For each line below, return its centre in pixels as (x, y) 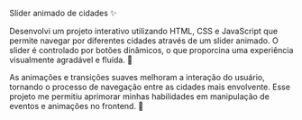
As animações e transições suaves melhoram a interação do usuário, (137, 77)
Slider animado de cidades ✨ (63, 13)
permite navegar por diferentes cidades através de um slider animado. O (144, 41)
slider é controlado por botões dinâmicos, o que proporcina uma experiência (151, 50)
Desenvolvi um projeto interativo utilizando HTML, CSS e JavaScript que (143, 31)
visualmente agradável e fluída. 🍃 (71, 60)
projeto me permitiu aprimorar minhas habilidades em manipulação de (140, 97)
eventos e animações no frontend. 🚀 (77, 106)
